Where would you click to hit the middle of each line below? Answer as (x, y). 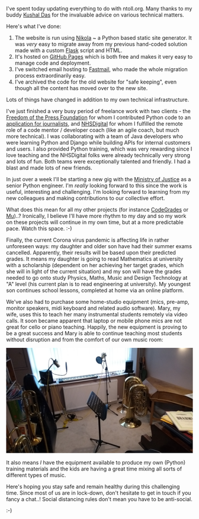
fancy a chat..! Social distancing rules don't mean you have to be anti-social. (99, 499)
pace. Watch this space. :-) (39, 228)
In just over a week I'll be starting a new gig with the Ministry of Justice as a (99, 179)
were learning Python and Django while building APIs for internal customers (98, 142)
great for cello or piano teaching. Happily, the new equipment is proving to (97, 327)
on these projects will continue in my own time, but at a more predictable (95, 222)
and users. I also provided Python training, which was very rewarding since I (99, 149)
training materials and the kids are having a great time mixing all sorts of (94, 469)
